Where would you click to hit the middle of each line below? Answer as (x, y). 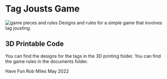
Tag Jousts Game (42, 9)
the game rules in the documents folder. (47, 61)
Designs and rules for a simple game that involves (110, 23)
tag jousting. (18, 28)
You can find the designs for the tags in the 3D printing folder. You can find (83, 56)
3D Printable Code (35, 44)
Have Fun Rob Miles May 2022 (37, 71)
